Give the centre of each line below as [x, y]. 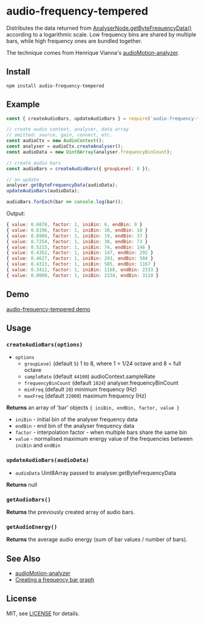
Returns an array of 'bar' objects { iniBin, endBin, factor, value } [93, 408]
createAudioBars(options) [45, 344]
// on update [23, 180]
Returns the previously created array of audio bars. [71, 512]
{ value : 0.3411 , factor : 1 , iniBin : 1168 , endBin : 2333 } [83, 270]
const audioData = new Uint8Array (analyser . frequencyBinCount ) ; [89, 152]
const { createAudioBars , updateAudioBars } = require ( [78, 119]
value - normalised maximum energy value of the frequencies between [104, 439]
